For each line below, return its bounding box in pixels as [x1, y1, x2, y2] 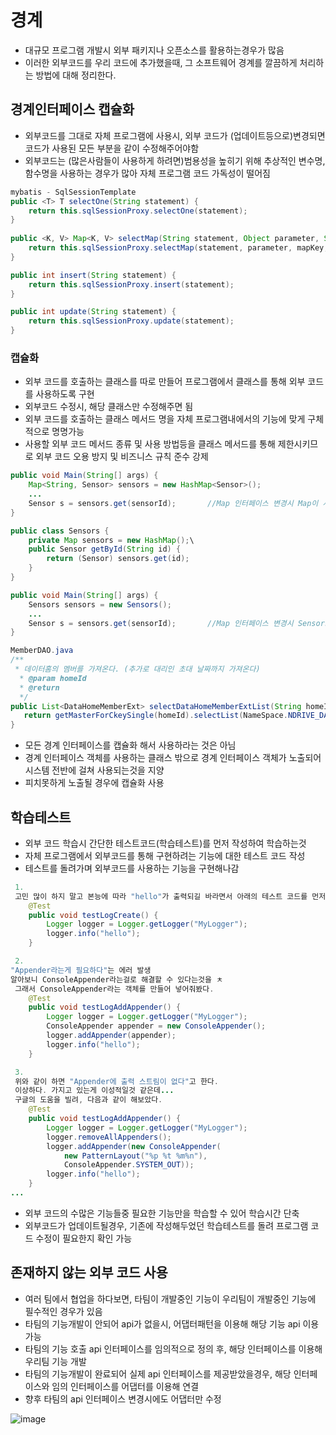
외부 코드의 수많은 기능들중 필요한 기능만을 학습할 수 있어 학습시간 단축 [24, 1207, 300, 1219]
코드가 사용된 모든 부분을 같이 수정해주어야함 [24, 142, 200, 154]
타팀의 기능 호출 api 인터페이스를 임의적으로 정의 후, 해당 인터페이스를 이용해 [24, 1342, 323, 1355]
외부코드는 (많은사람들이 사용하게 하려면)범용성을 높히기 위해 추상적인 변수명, [24, 154, 326, 166]
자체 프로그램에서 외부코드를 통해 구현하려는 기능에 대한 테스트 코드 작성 [24, 849, 306, 861]
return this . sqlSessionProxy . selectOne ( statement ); [28, 206, 248, 216]
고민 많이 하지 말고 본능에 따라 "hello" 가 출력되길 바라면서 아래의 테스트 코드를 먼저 [14, 891, 327, 901]
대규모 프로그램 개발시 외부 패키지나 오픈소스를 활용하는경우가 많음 [24, 44, 285, 56]
